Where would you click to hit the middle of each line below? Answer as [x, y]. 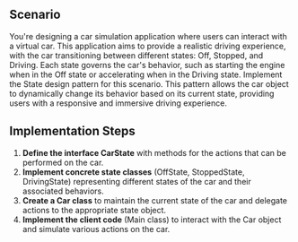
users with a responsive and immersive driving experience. [118, 103]
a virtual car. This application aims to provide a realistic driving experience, [148, 46]
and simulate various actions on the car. [96, 229]
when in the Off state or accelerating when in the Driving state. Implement [146, 74]
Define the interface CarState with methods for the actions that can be [154, 152]
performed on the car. [63, 162]
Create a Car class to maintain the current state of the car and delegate [154, 200]
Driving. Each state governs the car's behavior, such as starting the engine [147, 65]
